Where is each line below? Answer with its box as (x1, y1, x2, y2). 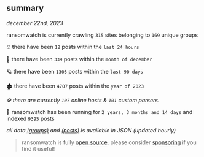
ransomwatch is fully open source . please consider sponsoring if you (21, 139, 197, 146)
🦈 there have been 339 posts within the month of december (6, 55, 152, 63)
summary (6, 3, 44, 13)
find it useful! (21, 145, 55, 152)
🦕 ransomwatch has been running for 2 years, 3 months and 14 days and (6, 108, 193, 115)
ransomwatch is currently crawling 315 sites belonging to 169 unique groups (6, 31, 198, 39)
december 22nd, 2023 (6, 19, 63, 26)
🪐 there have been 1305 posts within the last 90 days (6, 67, 143, 75)
